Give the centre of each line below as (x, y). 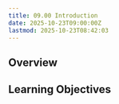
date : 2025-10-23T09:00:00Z (55, 23)
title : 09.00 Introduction (53, 15)
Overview (33, 62)
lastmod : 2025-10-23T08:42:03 (59, 30)
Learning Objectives (60, 89)
